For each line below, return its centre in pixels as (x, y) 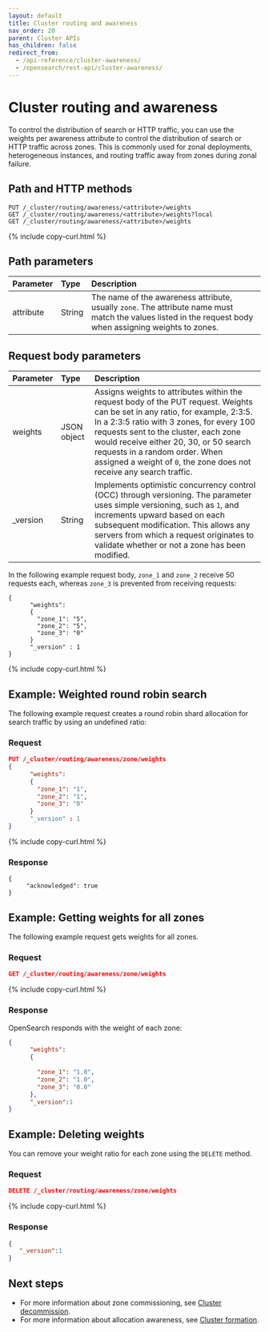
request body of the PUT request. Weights (174, 402)
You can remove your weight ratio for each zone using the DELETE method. (130, 1153)
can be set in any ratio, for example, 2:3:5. (174, 412)
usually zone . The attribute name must (162, 308)
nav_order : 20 (32, 30)
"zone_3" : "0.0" (64, 1087)
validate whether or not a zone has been (170, 545)
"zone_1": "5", (62, 619)
